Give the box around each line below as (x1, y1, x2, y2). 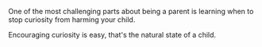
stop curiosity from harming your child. (8, 15, 136, 24)
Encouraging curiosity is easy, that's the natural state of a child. (8, 31, 217, 39)
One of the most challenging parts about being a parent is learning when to (8, 7, 254, 16)
